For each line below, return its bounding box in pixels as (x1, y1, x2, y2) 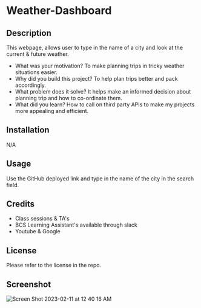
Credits (6, 199, 35, 210)
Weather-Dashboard (6, 4, 112, 18)
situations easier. (15, 69, 58, 76)
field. (6, 181, 19, 188)
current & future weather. (6, 50, 69, 58)
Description (6, 28, 51, 38)
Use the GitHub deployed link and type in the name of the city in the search (6, 174, 194, 182)
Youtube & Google (15, 228, 61, 235)
